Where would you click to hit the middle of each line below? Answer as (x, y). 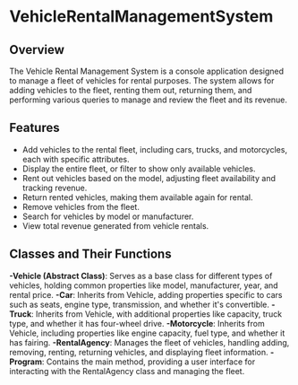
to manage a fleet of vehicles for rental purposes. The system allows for (142, 81)
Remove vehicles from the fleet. (81, 206)
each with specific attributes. (76, 159)
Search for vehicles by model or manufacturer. (108, 216)
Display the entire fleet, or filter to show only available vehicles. (139, 169)
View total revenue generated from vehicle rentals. (115, 225)
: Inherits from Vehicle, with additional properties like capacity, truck (157, 314)
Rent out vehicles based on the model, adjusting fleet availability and (149, 178)
